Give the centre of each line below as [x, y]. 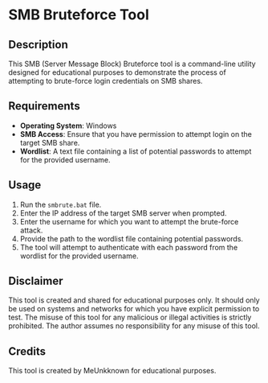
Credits [27, 351]
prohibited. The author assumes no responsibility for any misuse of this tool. [134, 326]
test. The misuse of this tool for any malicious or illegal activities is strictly [130, 317]
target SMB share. [50, 142]
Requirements [44, 106]
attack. [31, 230]
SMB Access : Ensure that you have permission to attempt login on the [136, 134]
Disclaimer [36, 281]
